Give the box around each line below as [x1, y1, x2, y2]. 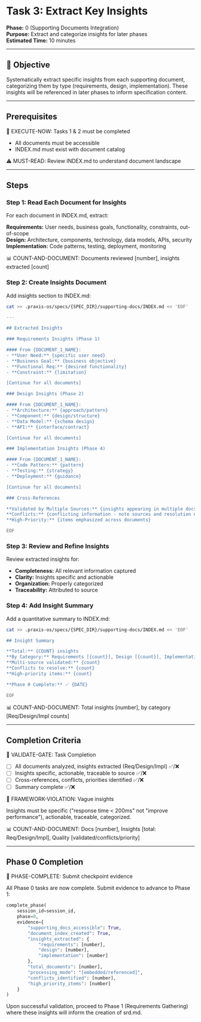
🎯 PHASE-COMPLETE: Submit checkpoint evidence [6, 872, 133, 880]
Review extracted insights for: [6, 555, 80, 563]
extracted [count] [6, 263, 50, 271]
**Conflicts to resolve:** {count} [6, 665, 95, 671]
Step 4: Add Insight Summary [6, 602, 94, 610]
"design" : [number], [38, 947, 90, 953]
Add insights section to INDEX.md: [6, 292, 91, 299]
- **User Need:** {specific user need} [6, 352, 106, 358]
